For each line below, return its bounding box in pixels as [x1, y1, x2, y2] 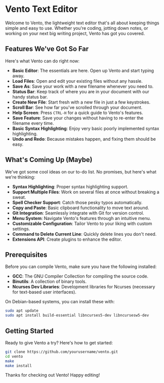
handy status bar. [12, 94, 48, 100]
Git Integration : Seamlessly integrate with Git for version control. [12, 210, 144, 216]
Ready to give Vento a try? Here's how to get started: [5, 339, 113, 345]
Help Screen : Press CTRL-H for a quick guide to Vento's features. [12, 109, 143, 115]
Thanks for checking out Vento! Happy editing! [5, 372, 100, 378]
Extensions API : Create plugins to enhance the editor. [12, 236, 123, 242]
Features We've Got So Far [5, 45, 89, 53]
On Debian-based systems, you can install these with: [5, 299, 115, 305]
